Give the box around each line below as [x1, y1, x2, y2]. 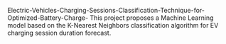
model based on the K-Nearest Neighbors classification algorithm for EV [7, 21, 219, 29]
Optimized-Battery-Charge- [7, 13, 89, 22]
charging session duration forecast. [7, 28, 112, 37]
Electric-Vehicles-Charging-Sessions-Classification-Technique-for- [7, 6, 205, 14]
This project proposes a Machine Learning [90, 13, 214, 22]
